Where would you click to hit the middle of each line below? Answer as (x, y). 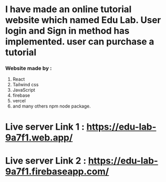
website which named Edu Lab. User (83, 20)
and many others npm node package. (52, 106)
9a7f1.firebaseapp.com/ (57, 171)
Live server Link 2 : (46, 160)
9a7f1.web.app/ (39, 137)
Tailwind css (26, 85)
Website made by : (29, 68)
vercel (19, 101)
